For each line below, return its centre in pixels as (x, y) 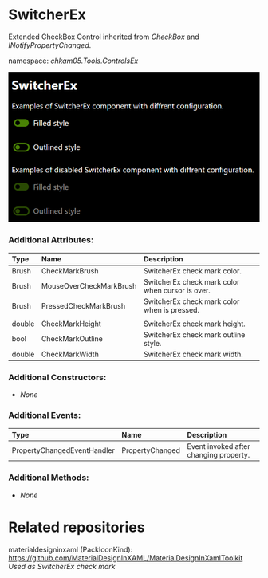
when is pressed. (171, 310)
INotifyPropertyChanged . (50, 45)
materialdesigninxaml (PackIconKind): (71, 549)
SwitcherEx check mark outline (194, 334)
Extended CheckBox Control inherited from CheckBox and (104, 37)
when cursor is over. (177, 290)
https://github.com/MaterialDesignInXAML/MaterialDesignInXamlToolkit (126, 558)
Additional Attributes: (51, 239)
